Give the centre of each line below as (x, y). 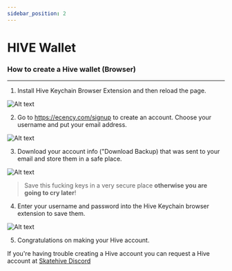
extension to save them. (51, 214)
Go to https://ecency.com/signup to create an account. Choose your (114, 117)
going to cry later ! (50, 193)
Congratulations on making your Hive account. (83, 240)
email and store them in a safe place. (69, 159)
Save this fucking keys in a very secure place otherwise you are (116, 185)
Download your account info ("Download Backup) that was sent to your (118, 152)
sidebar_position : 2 (37, 13)
